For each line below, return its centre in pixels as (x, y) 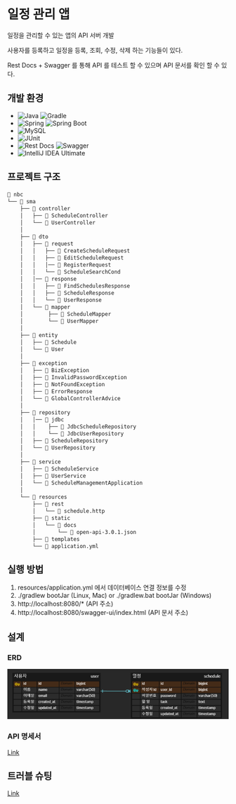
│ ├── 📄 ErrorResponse (56, 391)
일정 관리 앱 (39, 14)
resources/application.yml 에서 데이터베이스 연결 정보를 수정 (102, 587)
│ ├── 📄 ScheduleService (59, 468)
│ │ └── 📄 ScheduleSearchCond (70, 272)
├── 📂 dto (34, 236)
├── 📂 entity (39, 335)
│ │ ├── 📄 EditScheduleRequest (72, 257)
